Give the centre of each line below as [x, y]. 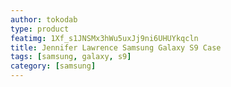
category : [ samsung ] [53, 66]
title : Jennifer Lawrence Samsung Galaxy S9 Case [116, 47]
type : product [40, 29]
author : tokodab [44, 19]
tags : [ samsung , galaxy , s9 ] [71, 57]
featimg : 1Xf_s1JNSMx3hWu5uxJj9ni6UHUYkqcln [104, 38]
